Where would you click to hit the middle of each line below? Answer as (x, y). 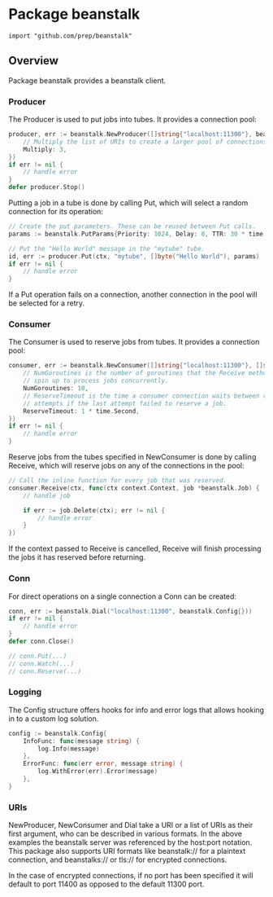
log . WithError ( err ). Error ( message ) (98, 772)
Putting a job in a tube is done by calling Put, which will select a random (128, 203)
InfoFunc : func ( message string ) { (81, 741)
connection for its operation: (56, 212)
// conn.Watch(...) (41, 664)
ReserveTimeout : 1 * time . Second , (81, 411)
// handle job (47, 495)
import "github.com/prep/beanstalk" (70, 36)
